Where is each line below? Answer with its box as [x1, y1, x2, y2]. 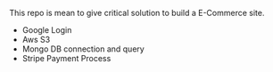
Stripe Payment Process [21, 53, 112, 63]
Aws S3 [21, 35, 51, 44]
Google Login [21, 25, 72, 35]
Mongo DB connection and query [21, 44, 145, 54]
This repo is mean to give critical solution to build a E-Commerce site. [9, 8, 265, 18]
